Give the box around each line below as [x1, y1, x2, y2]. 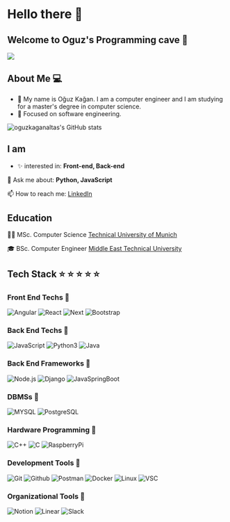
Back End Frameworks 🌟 [7, 359, 91, 368]
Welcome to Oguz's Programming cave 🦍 [7, 34, 188, 46]
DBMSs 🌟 [7, 392, 40, 402]
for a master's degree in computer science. [17, 102, 141, 111]
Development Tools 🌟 [7, 458, 81, 468]
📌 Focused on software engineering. [17, 109, 122, 117]
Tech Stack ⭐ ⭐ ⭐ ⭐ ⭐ [7, 268, 100, 280]
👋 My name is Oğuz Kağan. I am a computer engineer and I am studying [17, 95, 224, 103]
